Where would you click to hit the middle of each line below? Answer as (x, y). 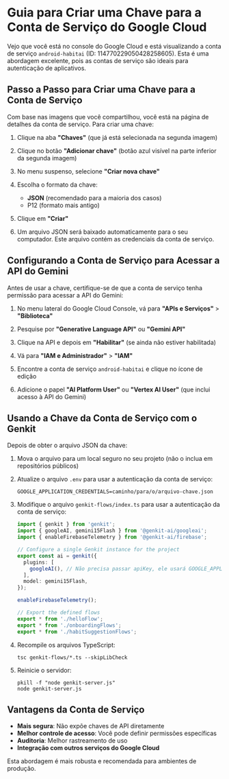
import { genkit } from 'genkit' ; (66, 525)
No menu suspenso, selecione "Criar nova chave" (88, 171)
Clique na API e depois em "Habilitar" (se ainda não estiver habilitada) (117, 342)
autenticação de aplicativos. (47, 68)
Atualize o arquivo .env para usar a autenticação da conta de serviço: (115, 479)
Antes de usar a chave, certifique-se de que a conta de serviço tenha (105, 288)
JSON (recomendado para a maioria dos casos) (94, 197)
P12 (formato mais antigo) (64, 205)
